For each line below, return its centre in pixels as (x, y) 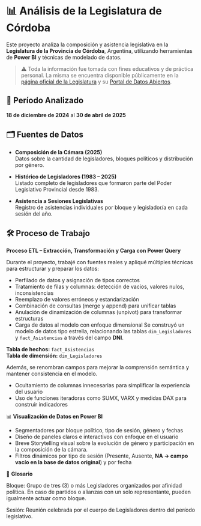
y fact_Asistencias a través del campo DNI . (69, 338)
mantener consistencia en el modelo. (52, 374)
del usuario (29, 392)
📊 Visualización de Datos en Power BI (55, 417)
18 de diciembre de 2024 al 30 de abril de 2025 (66, 115)
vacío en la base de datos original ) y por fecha (73, 462)
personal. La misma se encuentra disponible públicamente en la (100, 75)
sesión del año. (34, 214)
